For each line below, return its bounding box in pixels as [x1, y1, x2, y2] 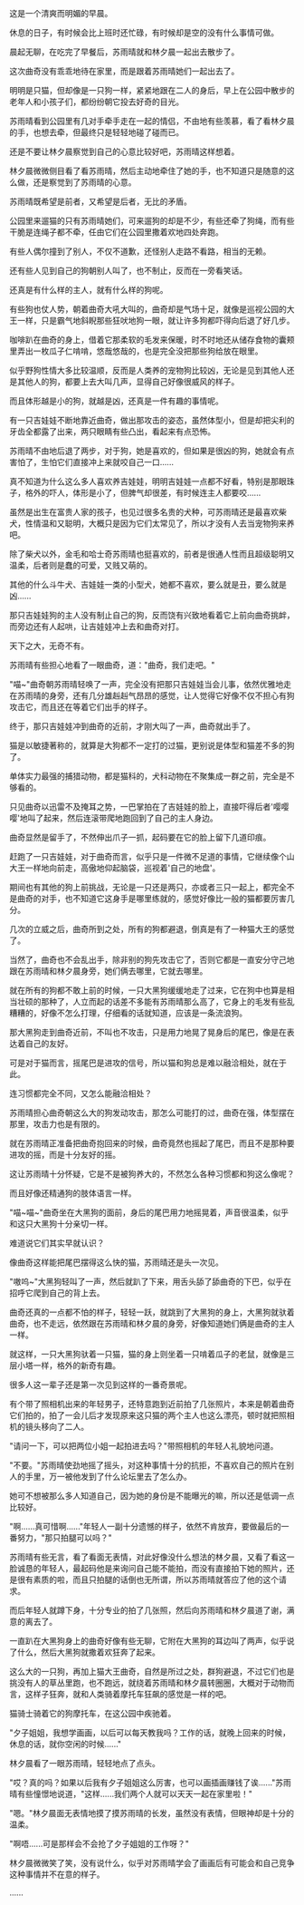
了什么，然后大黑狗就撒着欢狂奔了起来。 [9, 1647, 160, 1657]
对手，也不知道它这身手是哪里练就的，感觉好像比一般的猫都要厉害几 [40, 893, 295, 904]
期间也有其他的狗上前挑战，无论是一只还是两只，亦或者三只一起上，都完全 [9, 882, 287, 892]
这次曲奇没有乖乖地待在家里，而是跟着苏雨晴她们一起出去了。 [9, 66, 240, 76]
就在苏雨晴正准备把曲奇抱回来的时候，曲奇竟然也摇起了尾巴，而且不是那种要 [9, 1138, 295, 1149]
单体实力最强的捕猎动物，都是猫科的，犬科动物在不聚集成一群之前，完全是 [9, 771, 287, 782]
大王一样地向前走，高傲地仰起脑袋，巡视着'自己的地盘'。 [9, 862, 221, 873]
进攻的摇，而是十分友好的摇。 [9, 1150, 120, 1160]
